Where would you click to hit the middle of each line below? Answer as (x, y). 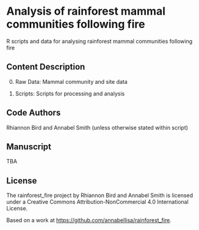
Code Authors (34, 113)
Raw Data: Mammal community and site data (71, 81)
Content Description (46, 67)
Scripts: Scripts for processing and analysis (70, 94)
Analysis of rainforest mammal (86, 11)
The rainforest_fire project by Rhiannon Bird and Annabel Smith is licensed (100, 195)
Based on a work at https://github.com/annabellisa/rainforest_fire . (89, 220)
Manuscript (29, 147)
